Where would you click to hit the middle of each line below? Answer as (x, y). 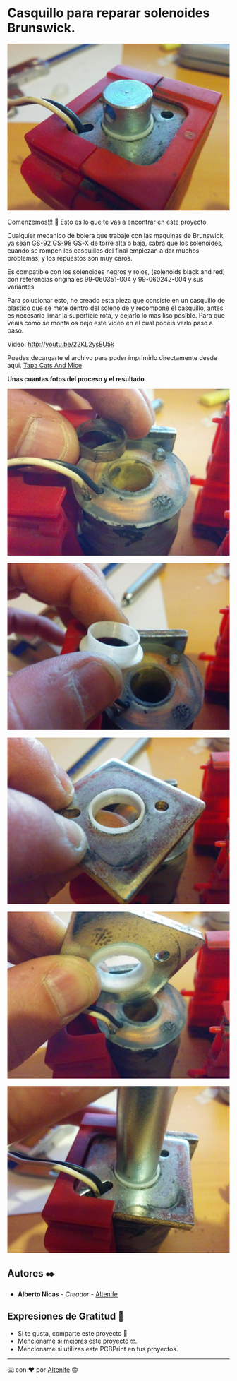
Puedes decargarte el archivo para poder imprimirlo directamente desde (112, 357)
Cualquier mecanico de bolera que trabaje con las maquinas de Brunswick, (116, 235)
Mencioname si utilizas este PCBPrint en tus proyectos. (98, 1349)
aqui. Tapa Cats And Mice (45, 365)
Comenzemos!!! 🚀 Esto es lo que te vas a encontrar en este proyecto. (108, 222)
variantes (21, 287)
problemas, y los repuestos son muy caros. (70, 258)
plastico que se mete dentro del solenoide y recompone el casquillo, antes (115, 308)
